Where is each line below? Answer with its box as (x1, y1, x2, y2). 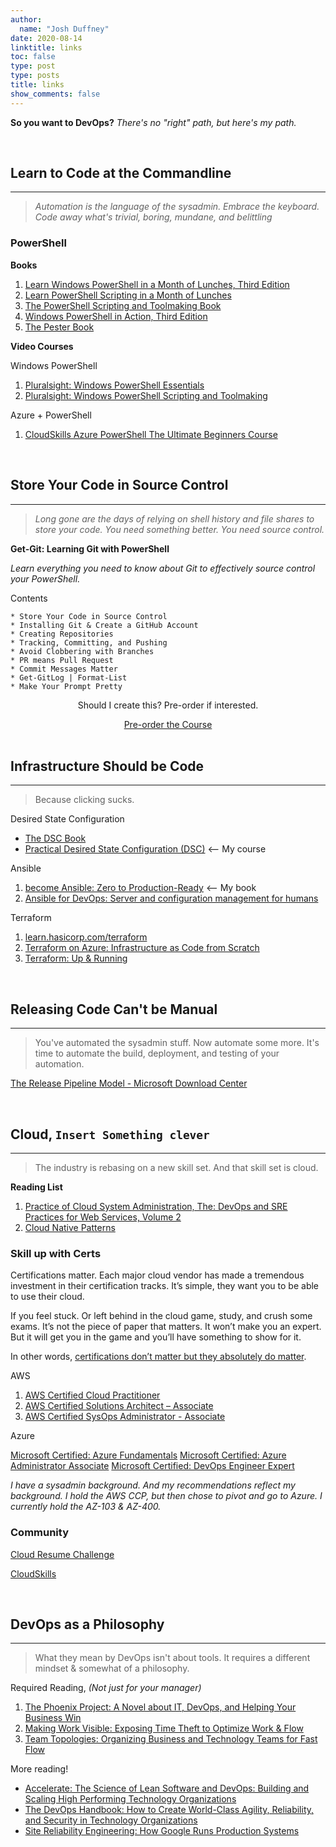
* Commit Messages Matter (10, 664, 118, 674)
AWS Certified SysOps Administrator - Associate (24, 1411, 226, 1423)
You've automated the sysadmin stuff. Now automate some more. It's (34, 1037, 320, 1049)
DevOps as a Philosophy (10, 1616, 165, 1633)
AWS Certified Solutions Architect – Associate (24, 1400, 214, 1412)
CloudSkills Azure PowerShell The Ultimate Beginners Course (24, 428, 278, 440)
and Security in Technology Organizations (24, 1814, 198, 1826)
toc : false (10, 52, 56, 62)
